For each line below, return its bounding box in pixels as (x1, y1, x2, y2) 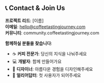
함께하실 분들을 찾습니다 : (5, 40, 53, 46)
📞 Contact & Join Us (5, 4, 65, 12)
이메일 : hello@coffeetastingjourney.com (5, 24, 86, 29)
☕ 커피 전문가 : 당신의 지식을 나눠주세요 (12, 51, 87, 56)
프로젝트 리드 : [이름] (5, 17, 44, 24)
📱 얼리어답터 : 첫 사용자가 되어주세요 (12, 72, 81, 78)
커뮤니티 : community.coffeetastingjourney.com (5, 29, 100, 36)
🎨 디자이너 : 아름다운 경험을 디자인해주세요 (12, 66, 93, 72)
